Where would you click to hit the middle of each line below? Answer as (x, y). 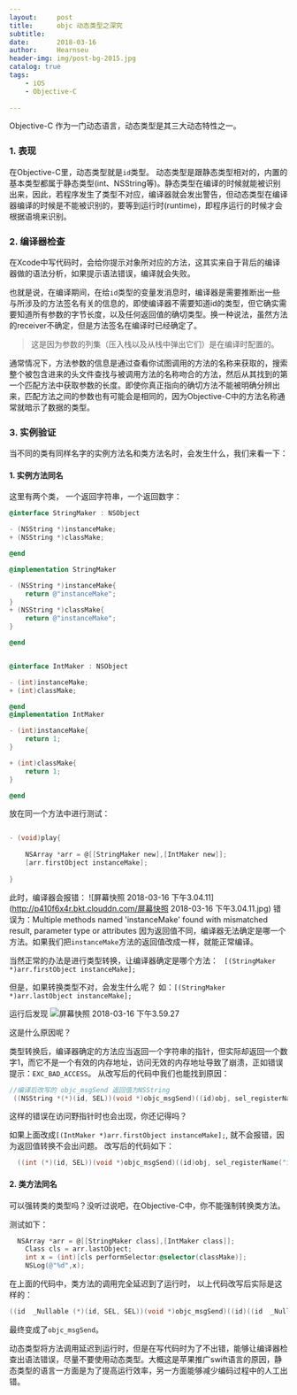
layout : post (41, 17)
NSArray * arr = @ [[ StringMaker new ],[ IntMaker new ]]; (126, 855)
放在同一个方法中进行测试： (60, 813)
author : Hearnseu (49, 50)
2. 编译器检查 (37, 242)
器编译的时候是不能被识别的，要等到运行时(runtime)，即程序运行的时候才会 (146, 205)
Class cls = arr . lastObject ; (79, 1249)
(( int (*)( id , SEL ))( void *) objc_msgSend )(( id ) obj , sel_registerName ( (150, 1163)
